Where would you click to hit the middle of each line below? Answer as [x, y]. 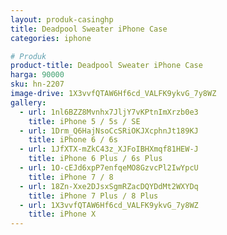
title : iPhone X [62, 214]
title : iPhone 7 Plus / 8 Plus [93, 196]
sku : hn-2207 [37, 84]
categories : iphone [51, 38]
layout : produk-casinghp [62, 19]
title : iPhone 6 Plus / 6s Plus [95, 159]
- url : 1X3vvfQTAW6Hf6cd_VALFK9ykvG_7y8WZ [109, 205]
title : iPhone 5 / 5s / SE [84, 121]
